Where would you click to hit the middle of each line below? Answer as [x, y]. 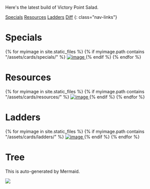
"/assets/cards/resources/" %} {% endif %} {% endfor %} [75, 97]
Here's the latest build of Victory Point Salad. [52, 7]
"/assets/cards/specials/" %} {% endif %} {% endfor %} [73, 57]
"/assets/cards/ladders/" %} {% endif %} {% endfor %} [72, 137]
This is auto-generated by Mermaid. [43, 171]
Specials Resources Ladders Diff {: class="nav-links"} [61, 17]
